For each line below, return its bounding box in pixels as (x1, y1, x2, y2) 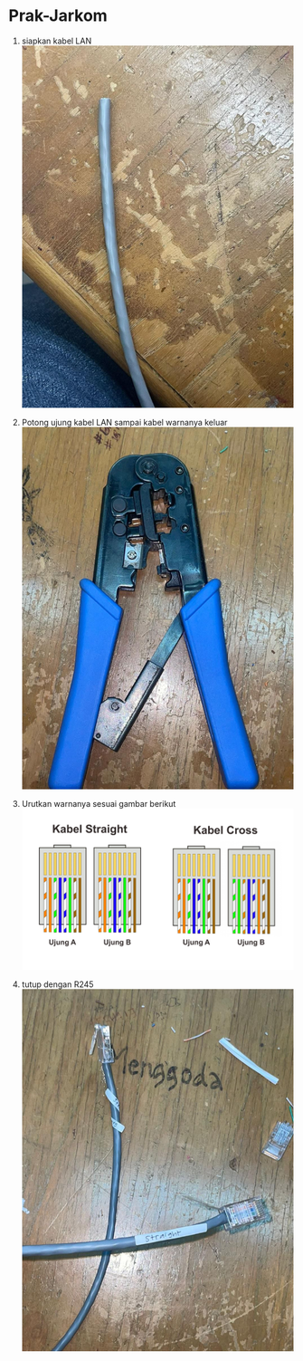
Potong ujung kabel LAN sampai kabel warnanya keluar (21, 417, 228, 428)
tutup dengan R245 (21, 979, 94, 990)
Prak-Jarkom (8, 5, 108, 26)
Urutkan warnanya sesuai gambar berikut (21, 799, 176, 810)
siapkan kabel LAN (21, 35, 92, 46)
